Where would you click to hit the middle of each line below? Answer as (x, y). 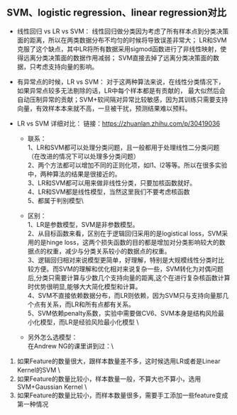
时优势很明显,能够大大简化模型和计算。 (84, 287)
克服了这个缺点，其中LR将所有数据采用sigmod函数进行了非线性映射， (118, 49)
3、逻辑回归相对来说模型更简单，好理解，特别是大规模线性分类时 (123, 260)
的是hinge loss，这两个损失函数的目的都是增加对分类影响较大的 (126, 242)
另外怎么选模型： (53, 337)
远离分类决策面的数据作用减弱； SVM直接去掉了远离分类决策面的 (118, 57)
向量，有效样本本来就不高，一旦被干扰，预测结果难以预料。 (104, 108)
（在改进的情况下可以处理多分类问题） (83, 156)
